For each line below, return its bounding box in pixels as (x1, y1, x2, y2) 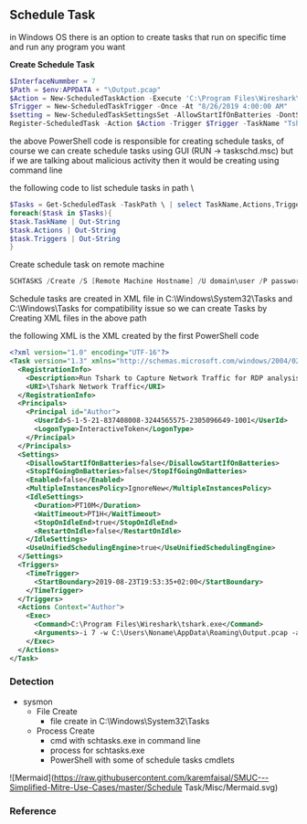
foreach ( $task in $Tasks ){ (9, 208, 112, 217)
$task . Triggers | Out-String (9, 234, 121, 243)
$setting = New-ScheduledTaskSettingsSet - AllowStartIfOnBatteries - (9, 111, 281, 120)
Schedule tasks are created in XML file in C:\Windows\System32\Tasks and (9, 293, 292, 304)
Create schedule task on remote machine (9, 259, 164, 270)
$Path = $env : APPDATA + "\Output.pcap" (9, 85, 162, 94)
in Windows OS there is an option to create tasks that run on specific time (9, 31, 287, 42)
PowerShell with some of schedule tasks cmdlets (49, 754, 235, 766)
